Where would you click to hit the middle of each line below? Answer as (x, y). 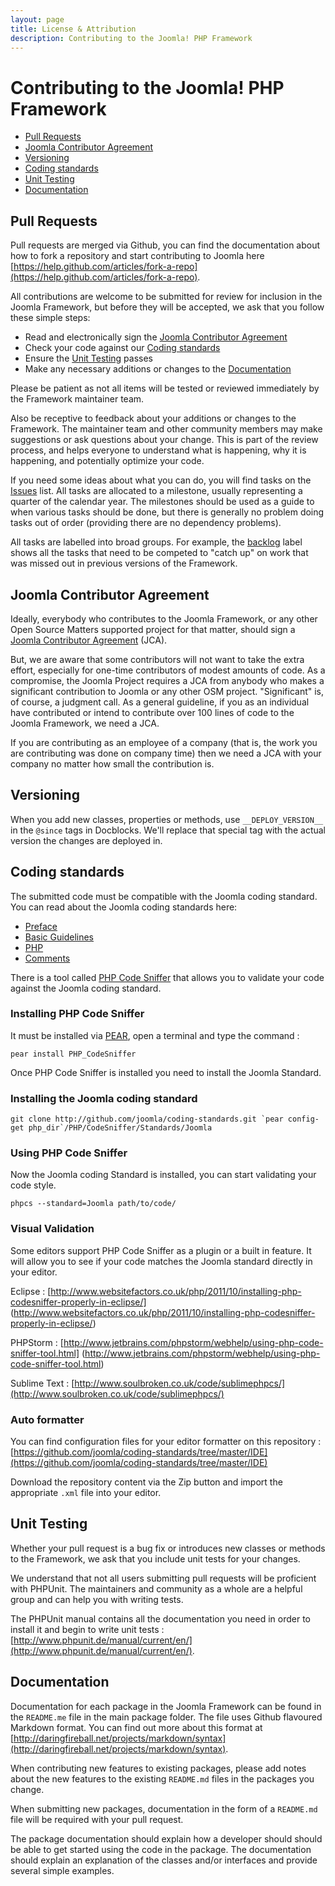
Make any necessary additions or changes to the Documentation (158, 369)
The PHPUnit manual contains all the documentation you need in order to (161, 1618)
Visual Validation (52, 1229)
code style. (33, 1185)
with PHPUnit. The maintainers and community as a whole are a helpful (156, 1588)
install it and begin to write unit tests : (87, 1629)
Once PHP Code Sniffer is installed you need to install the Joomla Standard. (166, 1072)
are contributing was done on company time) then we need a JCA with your (166, 753)
